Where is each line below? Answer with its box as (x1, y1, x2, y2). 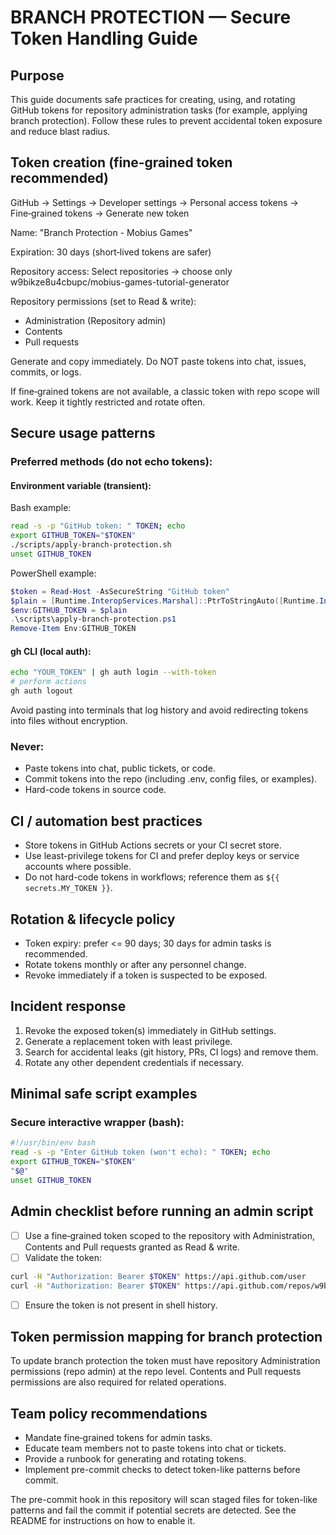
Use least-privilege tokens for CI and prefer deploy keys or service (24, 850, 300, 862)
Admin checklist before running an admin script (10, 1203, 314, 1220)
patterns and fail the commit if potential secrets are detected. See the (10, 1504, 297, 1516)
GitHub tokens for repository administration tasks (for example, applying (10, 104, 308, 116)
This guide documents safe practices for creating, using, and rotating (10, 94, 296, 105)
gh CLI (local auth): (10, 645, 92, 657)
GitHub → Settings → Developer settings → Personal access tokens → (10, 196, 299, 208)
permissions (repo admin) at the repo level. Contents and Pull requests (10, 1366, 302, 1378)
